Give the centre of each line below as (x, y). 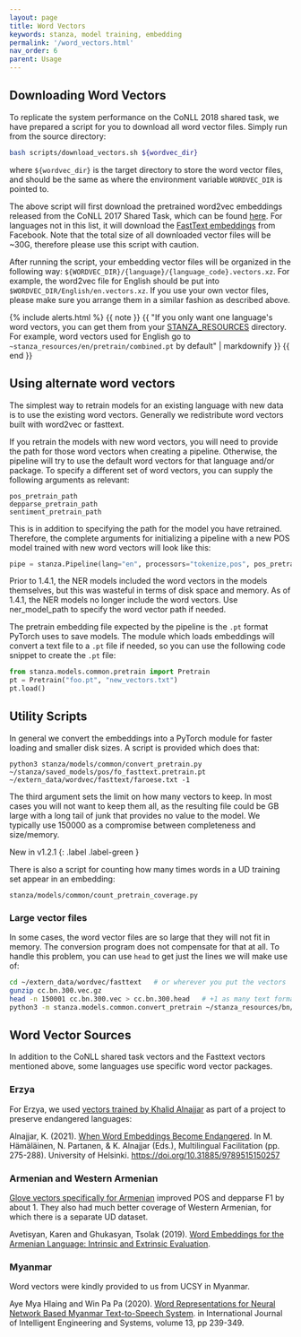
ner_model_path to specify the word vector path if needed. (118, 610)
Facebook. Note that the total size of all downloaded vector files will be (140, 235)
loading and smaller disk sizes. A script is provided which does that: (134, 747)
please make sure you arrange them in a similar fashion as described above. (150, 300)
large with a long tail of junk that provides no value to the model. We (135, 815)
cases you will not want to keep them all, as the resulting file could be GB (144, 806)
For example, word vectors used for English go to (100, 336)
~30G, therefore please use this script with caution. (104, 244)
